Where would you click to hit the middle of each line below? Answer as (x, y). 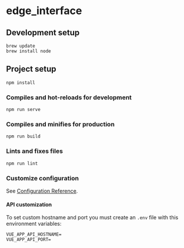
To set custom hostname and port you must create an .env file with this (92, 217)
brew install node (29, 51)
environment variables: (34, 224)
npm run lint (22, 163)
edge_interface (44, 11)
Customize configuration (43, 178)
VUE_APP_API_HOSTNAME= (34, 234)
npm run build (24, 136)
